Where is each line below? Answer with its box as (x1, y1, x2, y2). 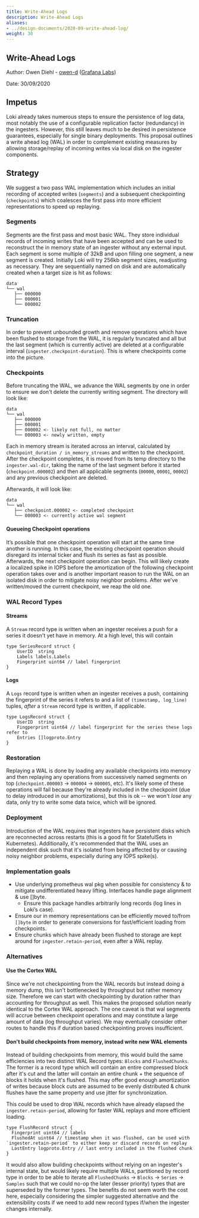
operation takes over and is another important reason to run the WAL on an (6, 570, 189, 577)
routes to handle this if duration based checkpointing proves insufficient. (6, 1024, 184, 1031)
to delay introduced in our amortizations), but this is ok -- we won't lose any (6, 793, 192, 800)
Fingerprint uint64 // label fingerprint (17, 659, 121, 665)
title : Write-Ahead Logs (6, 8, 68, 15)
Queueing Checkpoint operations (6, 525, 90, 532)
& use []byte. (14, 893, 46, 900)
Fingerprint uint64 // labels (11, 1130, 86, 1136)
